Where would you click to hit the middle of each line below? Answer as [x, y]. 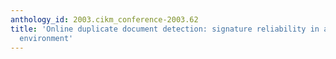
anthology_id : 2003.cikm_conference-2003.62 [104, 19]
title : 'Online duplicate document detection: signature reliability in [165, 29]
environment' [46, 38]
